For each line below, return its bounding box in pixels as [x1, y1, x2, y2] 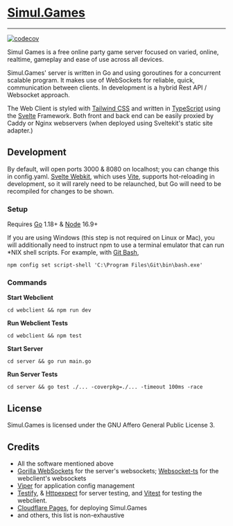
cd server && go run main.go [7, 358, 92, 365]
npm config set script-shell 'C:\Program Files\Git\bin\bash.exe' [7, 262, 203, 269]
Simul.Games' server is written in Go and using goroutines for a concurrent [7, 68, 221, 77]
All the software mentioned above [17, 459, 114, 468]
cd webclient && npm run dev [7, 307, 92, 314]
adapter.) [7, 126, 33, 135]
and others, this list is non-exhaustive [17, 511, 125, 519]
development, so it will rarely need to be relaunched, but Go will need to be [7, 179, 222, 188]
